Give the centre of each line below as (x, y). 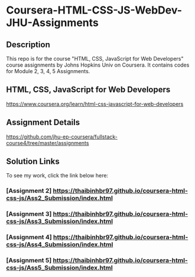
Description (28, 44)
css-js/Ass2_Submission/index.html (60, 198)
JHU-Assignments (52, 23)
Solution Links (33, 162)
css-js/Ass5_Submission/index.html (60, 268)
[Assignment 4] (29, 238)
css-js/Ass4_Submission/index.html (60, 245)
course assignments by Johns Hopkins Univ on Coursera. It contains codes (98, 65)
